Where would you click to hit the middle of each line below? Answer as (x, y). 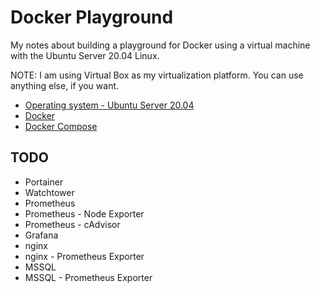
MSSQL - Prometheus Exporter (88, 277)
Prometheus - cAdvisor (72, 224)
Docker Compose (61, 126)
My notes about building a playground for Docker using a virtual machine (160, 45)
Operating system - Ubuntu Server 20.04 (109, 105)
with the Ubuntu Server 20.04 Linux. (85, 55)
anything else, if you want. (65, 85)
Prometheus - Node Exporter (84, 213)
